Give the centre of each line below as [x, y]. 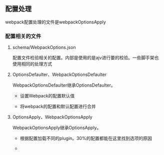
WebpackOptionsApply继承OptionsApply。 [57, 128]
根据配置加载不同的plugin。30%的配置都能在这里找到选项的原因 [86, 138]
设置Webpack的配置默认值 [47, 96]
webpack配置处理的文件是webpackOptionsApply [55, 22]
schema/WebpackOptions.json [44, 47]
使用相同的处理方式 [32, 64]
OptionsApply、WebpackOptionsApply [52, 117]
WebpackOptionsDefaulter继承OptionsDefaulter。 [64, 85]
